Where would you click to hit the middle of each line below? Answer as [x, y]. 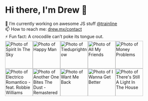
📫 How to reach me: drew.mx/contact [44, 29]
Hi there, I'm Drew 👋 [46, 10]
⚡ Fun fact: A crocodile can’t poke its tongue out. [54, 36]
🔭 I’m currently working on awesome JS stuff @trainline [61, 24]
